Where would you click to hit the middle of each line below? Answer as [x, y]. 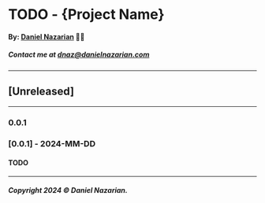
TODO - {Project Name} [86, 15]
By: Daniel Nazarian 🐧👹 [47, 36]
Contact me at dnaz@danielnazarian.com [79, 55]
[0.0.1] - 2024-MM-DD [52, 144]
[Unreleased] [41, 92]
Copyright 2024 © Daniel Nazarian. [68, 190]
